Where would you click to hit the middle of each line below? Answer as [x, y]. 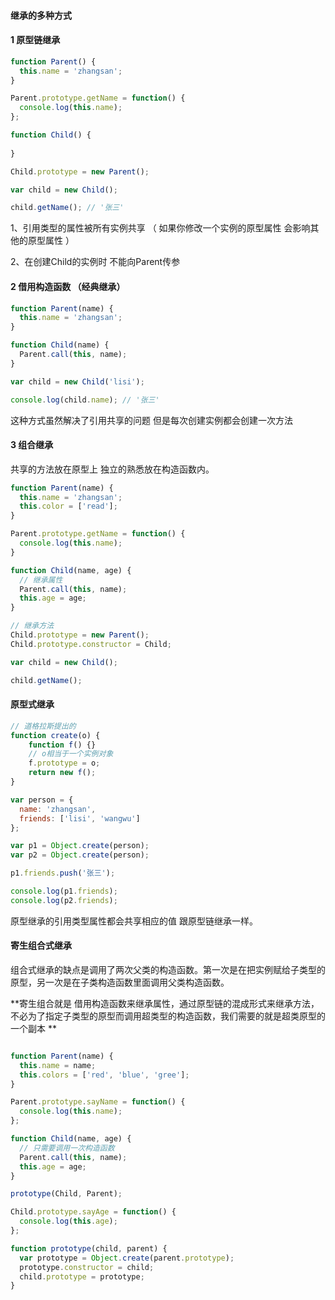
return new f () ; [62, 773]
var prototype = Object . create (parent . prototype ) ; [127, 1258]
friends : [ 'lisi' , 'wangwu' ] [80, 818]
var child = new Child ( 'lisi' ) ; [77, 381]
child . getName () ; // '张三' [67, 208]
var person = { [42, 800]
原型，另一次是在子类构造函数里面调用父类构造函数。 [120, 982]
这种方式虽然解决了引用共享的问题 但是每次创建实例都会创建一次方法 [151, 420]
